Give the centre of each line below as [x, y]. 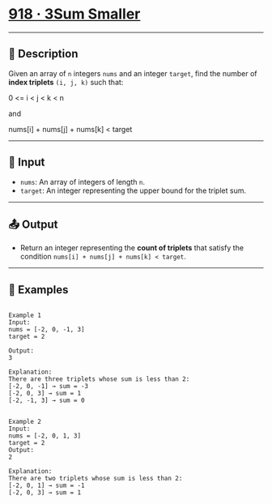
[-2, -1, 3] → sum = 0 [47, 401]
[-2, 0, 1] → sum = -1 [47, 486]
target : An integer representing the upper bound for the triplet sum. [133, 190]
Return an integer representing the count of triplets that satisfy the [132, 248]
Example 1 [25, 316]
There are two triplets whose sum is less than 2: [96, 479]
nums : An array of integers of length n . [83, 182]
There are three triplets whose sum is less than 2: [99, 379]
